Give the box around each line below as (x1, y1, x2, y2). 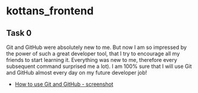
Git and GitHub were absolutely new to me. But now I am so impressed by (6, 44, 187, 51)
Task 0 (6, 28, 32, 38)
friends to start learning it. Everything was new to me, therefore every (6, 57, 178, 63)
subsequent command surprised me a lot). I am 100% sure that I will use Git (6, 63, 192, 70)
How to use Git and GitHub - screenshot (14, 80, 113, 88)
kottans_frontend (6, 4, 94, 18)
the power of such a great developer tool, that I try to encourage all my (6, 50, 180, 57)
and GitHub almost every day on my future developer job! (6, 69, 147, 76)
